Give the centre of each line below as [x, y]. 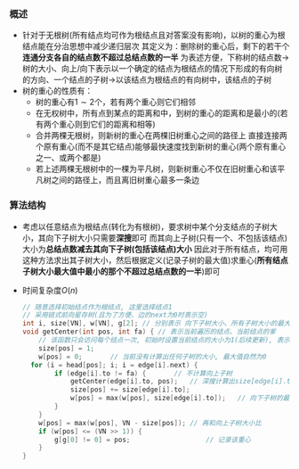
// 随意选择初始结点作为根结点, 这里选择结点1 [97, 307]
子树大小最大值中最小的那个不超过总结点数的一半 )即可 [121, 271]
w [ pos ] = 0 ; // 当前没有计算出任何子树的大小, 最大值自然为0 [153, 357]
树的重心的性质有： [57, 91]
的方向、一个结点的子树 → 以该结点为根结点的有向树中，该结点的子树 [147, 80]
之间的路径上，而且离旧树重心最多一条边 [125, 180]
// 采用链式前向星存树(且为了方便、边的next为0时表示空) [115, 315]
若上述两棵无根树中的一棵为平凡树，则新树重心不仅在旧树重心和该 [156, 169]
